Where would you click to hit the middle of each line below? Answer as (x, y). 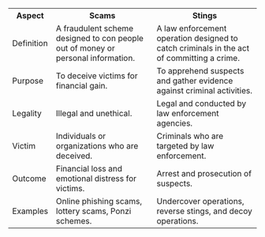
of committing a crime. (198, 58)
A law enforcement (192, 28)
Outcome (29, 179)
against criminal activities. (205, 90)
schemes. (74, 221)
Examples (30, 211)
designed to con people (100, 38)
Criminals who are (190, 136)
